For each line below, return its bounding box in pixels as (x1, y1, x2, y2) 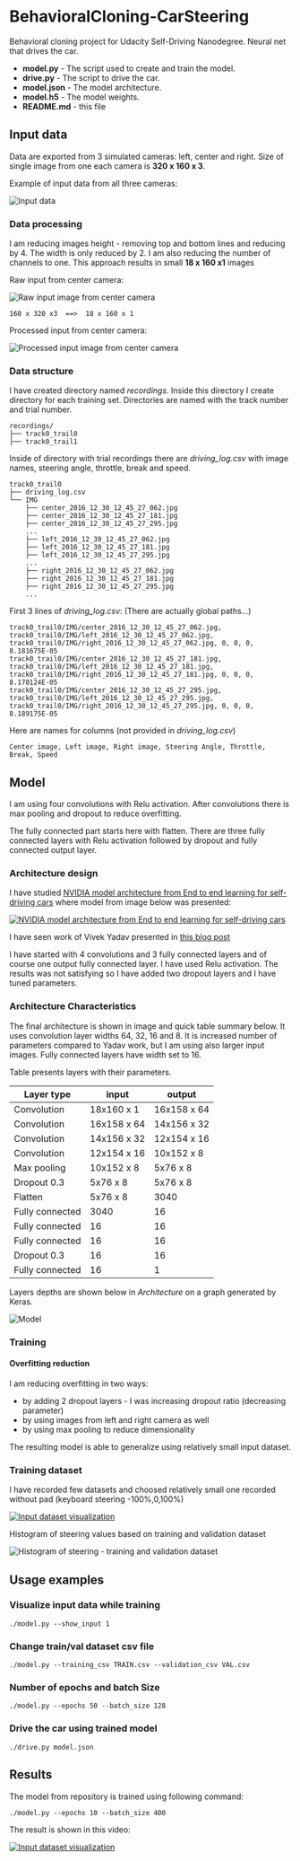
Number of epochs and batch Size (9, 1681, 160, 1694)
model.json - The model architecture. (21, 82, 162, 92)
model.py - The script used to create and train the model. (21, 63, 236, 74)
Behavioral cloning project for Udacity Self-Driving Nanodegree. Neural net (9, 36, 287, 47)
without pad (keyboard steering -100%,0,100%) (9, 1494, 184, 1505)
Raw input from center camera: (9, 275, 124, 285)
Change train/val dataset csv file (9, 1640, 155, 1653)
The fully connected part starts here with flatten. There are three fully (9, 826, 266, 837)
